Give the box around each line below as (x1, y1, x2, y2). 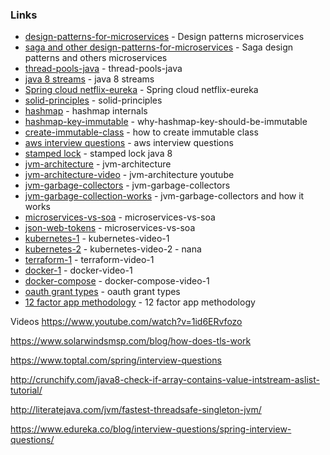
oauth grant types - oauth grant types (24, 286, 181, 298)
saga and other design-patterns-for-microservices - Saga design (24, 41, 294, 53)
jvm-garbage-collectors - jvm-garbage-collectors (24, 179, 231, 192)
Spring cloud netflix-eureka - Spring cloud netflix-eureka (24, 84, 259, 96)
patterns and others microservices (24, 52, 168, 64)
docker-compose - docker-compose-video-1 (24, 275, 210, 287)
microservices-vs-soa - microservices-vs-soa (24, 211, 216, 223)
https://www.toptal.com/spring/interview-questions (10, 354, 222, 367)
